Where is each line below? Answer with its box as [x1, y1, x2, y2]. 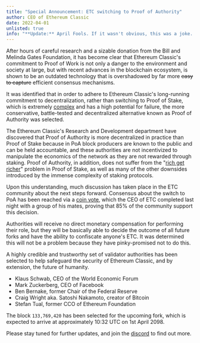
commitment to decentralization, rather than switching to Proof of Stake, [6, 97, 183, 104]
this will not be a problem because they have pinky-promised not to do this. [6, 239, 191, 246]
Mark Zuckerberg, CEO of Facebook [14, 282, 104, 289]
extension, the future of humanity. [6, 264, 89, 271]
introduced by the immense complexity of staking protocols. [6, 172, 154, 179]
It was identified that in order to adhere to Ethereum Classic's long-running [6, 91, 190, 98]
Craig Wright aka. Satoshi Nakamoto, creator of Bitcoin [14, 294, 149, 301]
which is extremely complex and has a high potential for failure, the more [6, 103, 185, 110]
